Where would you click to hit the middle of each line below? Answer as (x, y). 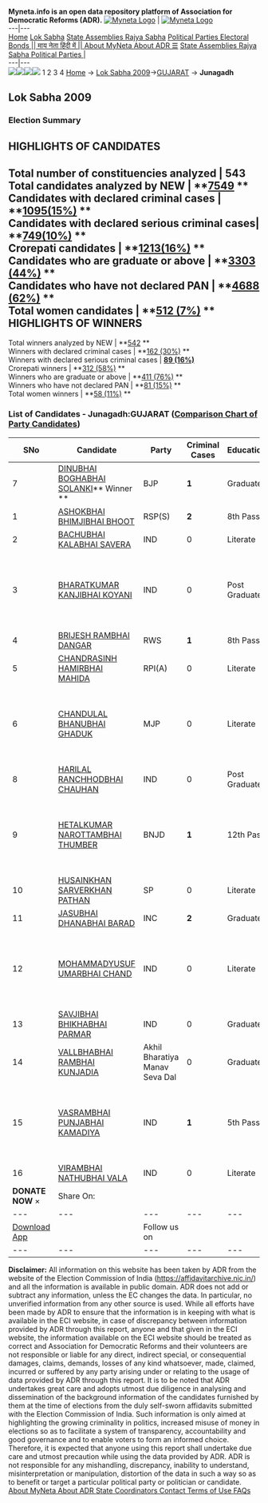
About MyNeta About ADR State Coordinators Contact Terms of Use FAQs (130, 1490)
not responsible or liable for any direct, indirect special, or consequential (127, 1354)
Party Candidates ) (45, 425)
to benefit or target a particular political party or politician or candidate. (125, 1481)
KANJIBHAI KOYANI (95, 595)
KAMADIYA (79, 1132)
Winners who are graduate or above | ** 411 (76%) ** (96, 377)
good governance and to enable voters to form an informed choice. (119, 1439)
